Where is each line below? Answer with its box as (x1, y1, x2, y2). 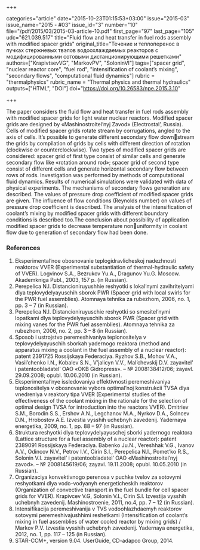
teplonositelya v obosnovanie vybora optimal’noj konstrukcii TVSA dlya (14, 384, 190, 392)
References (6, 244, 41, 252)
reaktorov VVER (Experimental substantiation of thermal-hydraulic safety (14, 264, 194, 271)
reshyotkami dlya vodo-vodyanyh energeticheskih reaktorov (14, 480, 163, 487)
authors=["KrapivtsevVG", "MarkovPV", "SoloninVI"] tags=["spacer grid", (6, 59, 186, 66)
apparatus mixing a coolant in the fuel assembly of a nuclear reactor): (14, 347, 186, 354)
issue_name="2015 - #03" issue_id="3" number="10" (6, 22, 139, 28)
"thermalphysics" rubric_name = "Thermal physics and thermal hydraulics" (6, 78, 191, 86)
